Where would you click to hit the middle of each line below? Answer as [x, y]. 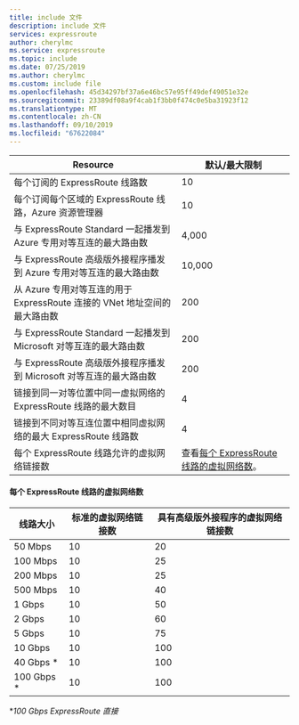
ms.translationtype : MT [53, 109]
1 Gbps [29, 605]
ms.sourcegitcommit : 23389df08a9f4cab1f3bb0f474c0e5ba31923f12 [129, 100]
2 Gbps [29, 619]
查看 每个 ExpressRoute [229, 452]
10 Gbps [32, 648]
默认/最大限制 [233, 165]
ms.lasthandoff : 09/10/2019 [61, 126]
